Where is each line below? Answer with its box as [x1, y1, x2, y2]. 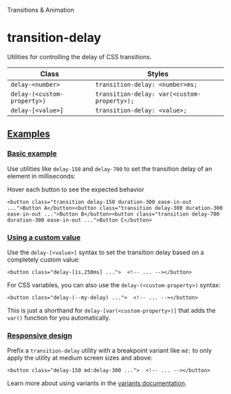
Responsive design [7, 331, 72, 340]
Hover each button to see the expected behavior [7, 185, 144, 194]
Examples [7, 128, 50, 140]
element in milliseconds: [7, 172, 76, 180]
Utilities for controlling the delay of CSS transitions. [7, 52, 152, 61]
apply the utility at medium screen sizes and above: [7, 354, 153, 362]
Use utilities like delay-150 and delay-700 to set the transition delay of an [7, 165, 212, 173]
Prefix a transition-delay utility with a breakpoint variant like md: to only [7, 346, 212, 355]
